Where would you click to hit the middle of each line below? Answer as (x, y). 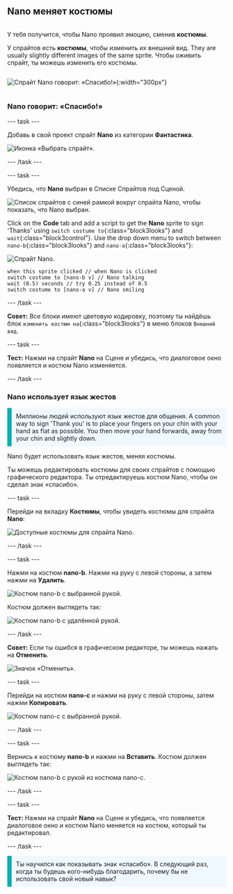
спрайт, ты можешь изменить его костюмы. (72, 63)
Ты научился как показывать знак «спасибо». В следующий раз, (112, 864)
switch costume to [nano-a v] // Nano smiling (76, 290)
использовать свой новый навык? (66, 879)
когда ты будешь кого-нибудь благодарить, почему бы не (102, 872)
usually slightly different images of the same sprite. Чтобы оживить (104, 55)
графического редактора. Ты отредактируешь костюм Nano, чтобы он (112, 477)
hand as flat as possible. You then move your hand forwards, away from (119, 431)
